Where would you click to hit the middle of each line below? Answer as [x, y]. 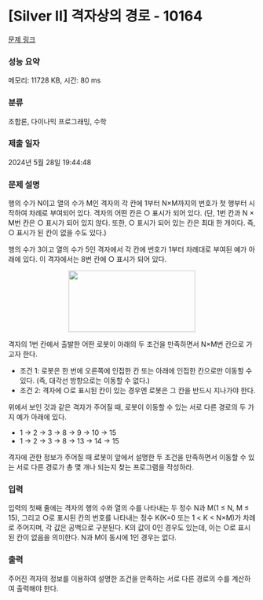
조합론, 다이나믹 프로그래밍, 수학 [58, 121]
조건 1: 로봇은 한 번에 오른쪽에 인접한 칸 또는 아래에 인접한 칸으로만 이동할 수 [136, 371]
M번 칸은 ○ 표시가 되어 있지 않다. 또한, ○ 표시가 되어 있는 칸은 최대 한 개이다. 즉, [132, 223]
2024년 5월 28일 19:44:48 [50, 162]
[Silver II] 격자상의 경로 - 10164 [105, 16]
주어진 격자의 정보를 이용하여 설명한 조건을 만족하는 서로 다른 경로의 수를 [119, 578]
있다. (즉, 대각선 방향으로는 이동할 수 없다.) [85, 381]
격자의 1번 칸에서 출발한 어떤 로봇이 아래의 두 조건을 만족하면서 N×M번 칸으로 [126, 344]
